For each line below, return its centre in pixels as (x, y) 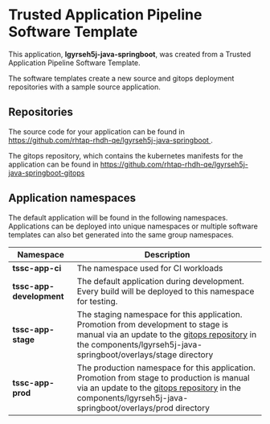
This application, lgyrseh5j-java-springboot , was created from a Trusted (130, 54)
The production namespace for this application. (166, 368)
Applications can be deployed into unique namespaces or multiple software (133, 226)
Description (167, 254)
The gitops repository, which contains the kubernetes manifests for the (126, 155)
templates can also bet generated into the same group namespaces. (121, 234)
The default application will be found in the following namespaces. (118, 217)
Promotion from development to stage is (153, 324)
